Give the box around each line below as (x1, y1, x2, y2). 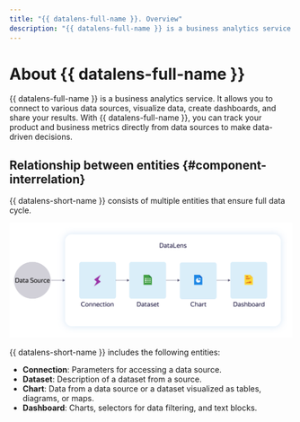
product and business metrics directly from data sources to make (9, 122, 251, 133)
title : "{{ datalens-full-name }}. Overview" (9, 14, 182, 23)
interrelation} (9, 171, 86, 187)
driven (9, 131, 33, 143)
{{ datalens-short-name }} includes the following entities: (9, 347, 221, 357)
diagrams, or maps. (22, 392, 94, 403)
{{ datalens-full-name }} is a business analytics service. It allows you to (9, 93, 274, 104)
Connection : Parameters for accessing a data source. (22, 364, 222, 374)
